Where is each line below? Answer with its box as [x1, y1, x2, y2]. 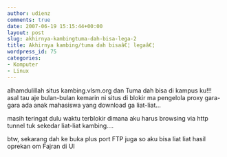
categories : [7, 55, 41, 62]
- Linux [7, 67, 30, 74]
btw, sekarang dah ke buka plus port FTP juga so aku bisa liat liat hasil [7, 134, 206, 143]
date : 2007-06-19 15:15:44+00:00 [7, 23, 103, 29]
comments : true [7, 16, 51, 23]
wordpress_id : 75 [7, 49, 57, 56]
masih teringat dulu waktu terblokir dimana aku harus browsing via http [7, 114, 208, 122]
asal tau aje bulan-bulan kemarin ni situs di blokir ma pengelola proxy [7, 93, 204, 101]
